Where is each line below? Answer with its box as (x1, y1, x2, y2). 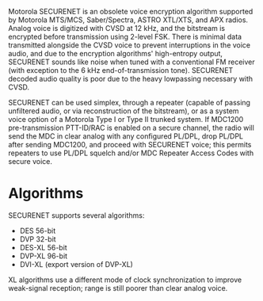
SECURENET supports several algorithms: (8, 210, 145, 220)
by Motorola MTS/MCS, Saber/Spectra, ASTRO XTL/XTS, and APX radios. (8, 15, 248, 25)
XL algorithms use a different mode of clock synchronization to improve (8, 275, 242, 284)
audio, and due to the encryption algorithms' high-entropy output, (8, 49, 223, 58)
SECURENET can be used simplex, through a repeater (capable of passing (8, 98, 251, 107)
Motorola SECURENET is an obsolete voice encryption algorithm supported (8, 7, 253, 16)
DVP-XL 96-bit (19, 251, 68, 261)
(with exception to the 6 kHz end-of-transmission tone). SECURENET (8, 66, 234, 74)
